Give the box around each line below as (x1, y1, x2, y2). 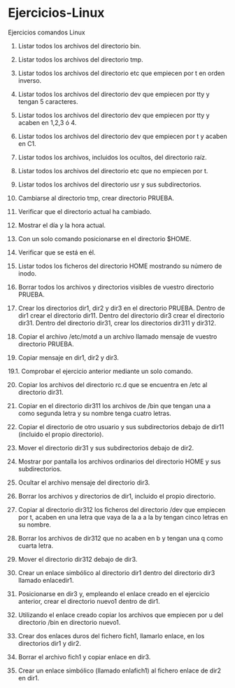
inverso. (17, 76, 42, 85)
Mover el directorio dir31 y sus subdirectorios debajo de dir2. (17, 443, 194, 452)
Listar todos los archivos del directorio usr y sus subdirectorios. (17, 180, 202, 189)
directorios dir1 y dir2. (17, 639, 81, 647)
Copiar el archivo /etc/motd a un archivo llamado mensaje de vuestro (17, 332, 218, 341)
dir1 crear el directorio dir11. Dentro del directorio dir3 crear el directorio (17, 311, 225, 320)
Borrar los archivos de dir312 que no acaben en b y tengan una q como (17, 534, 223, 542)
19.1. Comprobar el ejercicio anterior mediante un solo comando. (8, 367, 193, 375)
